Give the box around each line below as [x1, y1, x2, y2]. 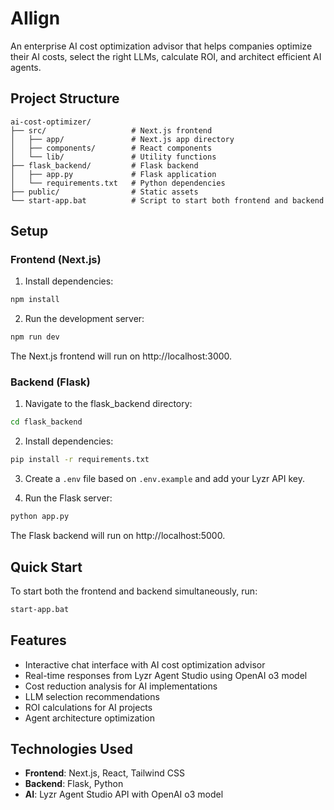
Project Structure [10, 90, 120, 107]
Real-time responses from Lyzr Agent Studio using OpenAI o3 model [24, 669, 308, 681]
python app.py [10, 512, 70, 522]
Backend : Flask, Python [24, 778, 124, 790]
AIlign [10, 7, 61, 30]
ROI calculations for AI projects [24, 701, 153, 713]
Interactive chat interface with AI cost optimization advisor [24, 658, 266, 671]
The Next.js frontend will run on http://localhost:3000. [10, 350, 233, 362]
